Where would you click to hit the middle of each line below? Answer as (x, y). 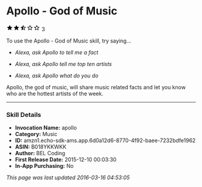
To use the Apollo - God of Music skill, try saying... (69, 41)
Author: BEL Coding (40, 153)
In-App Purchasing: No (44, 166)
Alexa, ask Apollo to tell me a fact (57, 52)
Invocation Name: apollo (46, 128)
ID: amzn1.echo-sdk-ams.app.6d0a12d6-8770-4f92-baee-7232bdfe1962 (105, 141)
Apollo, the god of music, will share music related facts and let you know (96, 87)
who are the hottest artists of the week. (55, 93)
